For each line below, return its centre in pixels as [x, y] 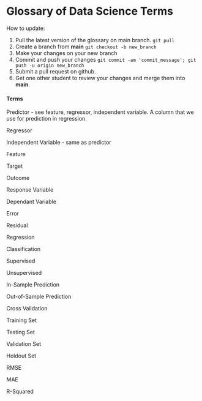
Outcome [18, 178]
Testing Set [21, 332]
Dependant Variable [32, 202]
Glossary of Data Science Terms [90, 11]
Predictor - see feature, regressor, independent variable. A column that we [100, 112]
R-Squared [20, 392]
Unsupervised [24, 273]
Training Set [21, 320]
